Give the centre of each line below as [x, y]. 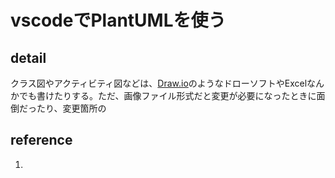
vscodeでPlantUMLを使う [118, 20]
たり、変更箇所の [71, 108]
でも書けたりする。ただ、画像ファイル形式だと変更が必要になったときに [167, 95]
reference [41, 140]
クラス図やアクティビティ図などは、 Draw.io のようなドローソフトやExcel [159, 83]
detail [28, 57]
